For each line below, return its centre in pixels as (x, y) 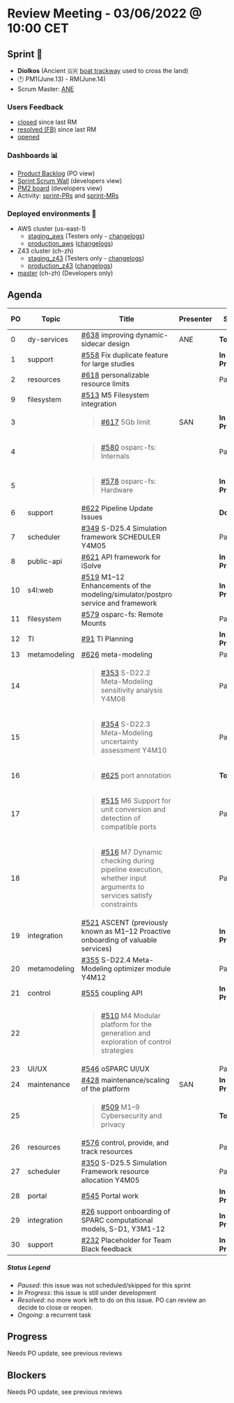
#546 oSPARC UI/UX (115, 1069)
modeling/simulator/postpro (127, 594)
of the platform (106, 1088)
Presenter (195, 319)
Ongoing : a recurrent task (54, 1315)
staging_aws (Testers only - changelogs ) (86, 236)
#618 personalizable (115, 375)
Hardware (117, 489)
